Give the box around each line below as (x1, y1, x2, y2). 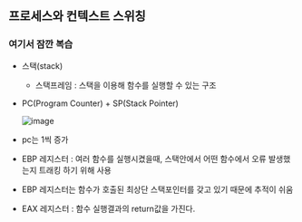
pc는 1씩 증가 (21, 134, 69, 145)
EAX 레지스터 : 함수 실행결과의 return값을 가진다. (21, 203, 196, 214)
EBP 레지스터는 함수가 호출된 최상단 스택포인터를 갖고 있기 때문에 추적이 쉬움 (21, 184, 294, 195)
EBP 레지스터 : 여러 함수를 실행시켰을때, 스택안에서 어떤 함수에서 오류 (21, 153, 267, 164)
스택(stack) (21, 60, 63, 71)
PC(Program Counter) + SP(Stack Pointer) (21, 98, 179, 109)
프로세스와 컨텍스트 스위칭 (8, 8, 146, 24)
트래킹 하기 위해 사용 (38, 164, 112, 175)
